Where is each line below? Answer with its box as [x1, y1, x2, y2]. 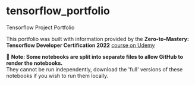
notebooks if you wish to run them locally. [6, 72, 109, 79]
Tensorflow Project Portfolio [6, 24, 75, 31]
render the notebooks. [6, 59, 63, 67]
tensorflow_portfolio [6, 4, 110, 18]
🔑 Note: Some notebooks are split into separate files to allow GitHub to [6, 53, 183, 60]
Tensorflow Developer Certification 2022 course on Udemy [6, 42, 155, 49]
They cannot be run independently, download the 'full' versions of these [6, 65, 183, 73]
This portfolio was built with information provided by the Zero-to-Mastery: [6, 35, 189, 42]
